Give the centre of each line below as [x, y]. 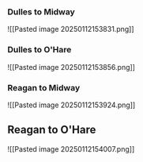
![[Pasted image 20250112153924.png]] [71, 105]
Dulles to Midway [41, 12]
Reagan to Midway [44, 87]
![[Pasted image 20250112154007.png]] [71, 148]
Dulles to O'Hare [40, 50]
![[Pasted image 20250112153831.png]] [71, 29]
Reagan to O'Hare [52, 130]
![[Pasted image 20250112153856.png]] [71, 67]
